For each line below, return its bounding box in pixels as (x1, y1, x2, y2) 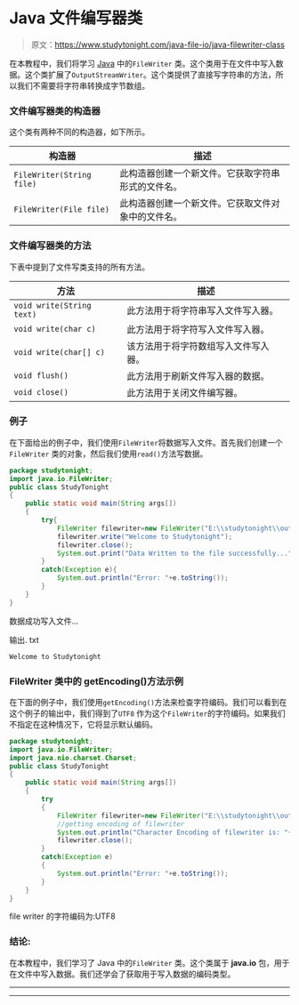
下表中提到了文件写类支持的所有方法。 (9, 261, 149, 272)
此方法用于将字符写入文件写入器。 (126, 323, 270, 335)
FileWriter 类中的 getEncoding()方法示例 (9, 675, 184, 687)
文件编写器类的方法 (9, 239, 92, 252)
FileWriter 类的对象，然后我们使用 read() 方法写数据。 (9, 448, 208, 459)
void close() (13, 387, 69, 397)
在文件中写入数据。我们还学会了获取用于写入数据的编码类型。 (9, 969, 236, 979)
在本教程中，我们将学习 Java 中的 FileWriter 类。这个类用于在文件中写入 (9, 58, 276, 68)
